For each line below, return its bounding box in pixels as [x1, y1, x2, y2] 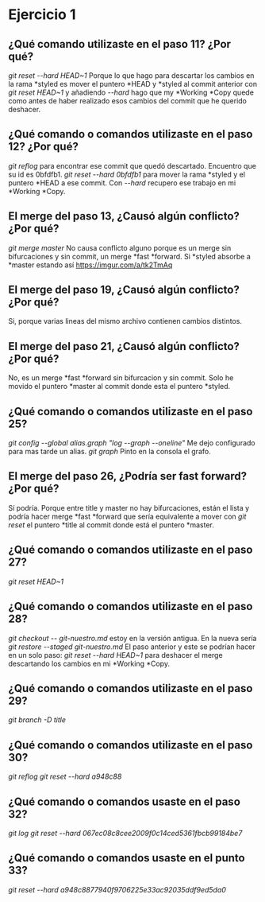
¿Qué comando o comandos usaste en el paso [8, 795, 240, 808]
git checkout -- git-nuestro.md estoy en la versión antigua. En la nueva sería [8, 633, 257, 643]
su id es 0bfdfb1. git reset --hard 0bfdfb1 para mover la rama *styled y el [8, 169, 246, 179]
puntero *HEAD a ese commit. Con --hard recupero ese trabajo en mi [8, 177, 236, 188]
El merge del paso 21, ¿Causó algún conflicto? [8, 340, 240, 353]
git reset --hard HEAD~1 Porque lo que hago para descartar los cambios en [8, 71, 255, 80]
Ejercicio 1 [8, 6, 76, 24]
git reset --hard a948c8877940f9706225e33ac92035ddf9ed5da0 [8, 885, 226, 894]
